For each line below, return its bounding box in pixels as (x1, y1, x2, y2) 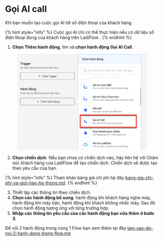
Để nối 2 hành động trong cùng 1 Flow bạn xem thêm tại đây (5, 225, 126, 231)
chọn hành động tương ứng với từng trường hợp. (12, 205, 110, 211)
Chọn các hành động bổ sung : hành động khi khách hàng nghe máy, (12, 195, 152, 201)
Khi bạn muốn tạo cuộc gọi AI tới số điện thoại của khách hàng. (5, 20, 133, 26)
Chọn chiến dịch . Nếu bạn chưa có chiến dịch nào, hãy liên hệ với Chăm (12, 155, 159, 161)
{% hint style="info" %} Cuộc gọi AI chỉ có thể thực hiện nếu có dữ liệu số (5, 29, 154, 35)
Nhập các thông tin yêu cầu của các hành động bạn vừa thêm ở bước (12, 211, 155, 216)
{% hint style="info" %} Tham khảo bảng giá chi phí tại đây (5, 175, 124, 181)
